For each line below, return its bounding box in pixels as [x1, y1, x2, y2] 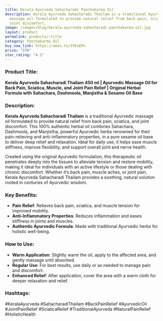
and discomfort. [12, 267, 44, 273]
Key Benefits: [5, 191, 38, 198]
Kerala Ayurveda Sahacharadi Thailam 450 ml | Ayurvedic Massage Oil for [5, 79, 158, 85]
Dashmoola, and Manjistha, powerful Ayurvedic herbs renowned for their [5, 129, 150, 134]
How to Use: [5, 241, 34, 247]
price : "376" [5, 48, 32, 53]
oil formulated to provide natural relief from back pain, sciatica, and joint [5, 118, 149, 124]
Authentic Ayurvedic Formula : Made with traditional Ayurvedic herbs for [12, 224, 158, 229]
